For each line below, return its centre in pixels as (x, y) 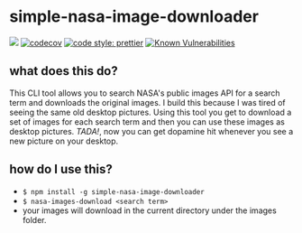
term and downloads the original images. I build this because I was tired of (147, 102)
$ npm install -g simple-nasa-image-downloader (113, 191)
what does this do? (64, 71)
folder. (34, 219)
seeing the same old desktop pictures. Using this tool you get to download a (151, 112)
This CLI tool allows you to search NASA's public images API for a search (145, 93)
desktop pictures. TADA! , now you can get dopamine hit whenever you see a (151, 131)
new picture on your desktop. (64, 141)
